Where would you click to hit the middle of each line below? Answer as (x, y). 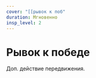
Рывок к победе (48, 52)
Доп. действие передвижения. (46, 68)
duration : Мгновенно (32, 17)
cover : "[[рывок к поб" (36, 12)
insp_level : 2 (24, 23)
